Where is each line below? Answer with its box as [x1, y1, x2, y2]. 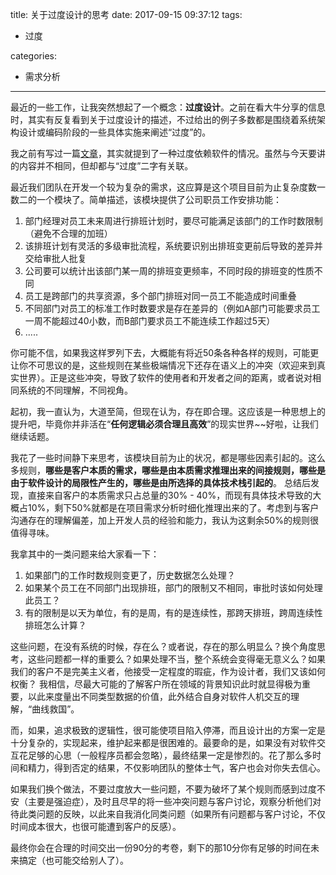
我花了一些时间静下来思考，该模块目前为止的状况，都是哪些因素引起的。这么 [10, 452, 326, 463]
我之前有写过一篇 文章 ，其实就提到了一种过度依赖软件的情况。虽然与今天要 [10, 148, 317, 159]
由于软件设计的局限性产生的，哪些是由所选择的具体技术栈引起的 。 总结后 [10, 477, 311, 488]
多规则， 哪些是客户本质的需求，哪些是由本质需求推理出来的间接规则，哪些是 [10, 464, 326, 476]
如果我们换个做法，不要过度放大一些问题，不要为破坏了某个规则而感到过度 [10, 783, 317, 795]
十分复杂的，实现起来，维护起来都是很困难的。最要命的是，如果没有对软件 [10, 737, 317, 748]
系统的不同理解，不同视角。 [18, 384, 133, 396]
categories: [10, 50, 57, 62]
